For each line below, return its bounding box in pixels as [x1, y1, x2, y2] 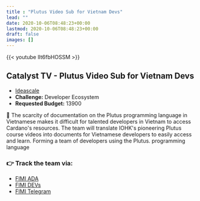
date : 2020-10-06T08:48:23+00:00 [6, 20, 91, 26]
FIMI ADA [15, 175, 39, 182]
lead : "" [6, 14, 28, 21]
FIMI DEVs [15, 182, 41, 189]
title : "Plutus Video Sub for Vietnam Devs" [6, 8, 123, 15]
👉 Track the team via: [6, 159, 73, 167]
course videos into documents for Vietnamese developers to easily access [6, 130, 192, 138]
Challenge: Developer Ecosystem [15, 93, 100, 100]
